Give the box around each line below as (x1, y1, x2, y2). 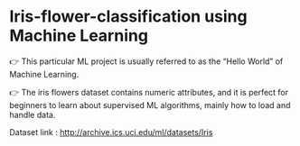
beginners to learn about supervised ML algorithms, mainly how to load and (9, 99, 291, 110)
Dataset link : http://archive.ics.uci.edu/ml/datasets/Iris (9, 126, 213, 137)
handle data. (9, 109, 56, 120)
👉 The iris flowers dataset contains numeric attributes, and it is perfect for (9, 87, 289, 97)
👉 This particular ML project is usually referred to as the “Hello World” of (9, 56, 284, 67)
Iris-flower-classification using (9, 6, 248, 27)
